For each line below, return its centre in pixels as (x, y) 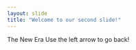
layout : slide (27, 13)
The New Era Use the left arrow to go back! (68, 39)
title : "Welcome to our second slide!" (64, 20)
